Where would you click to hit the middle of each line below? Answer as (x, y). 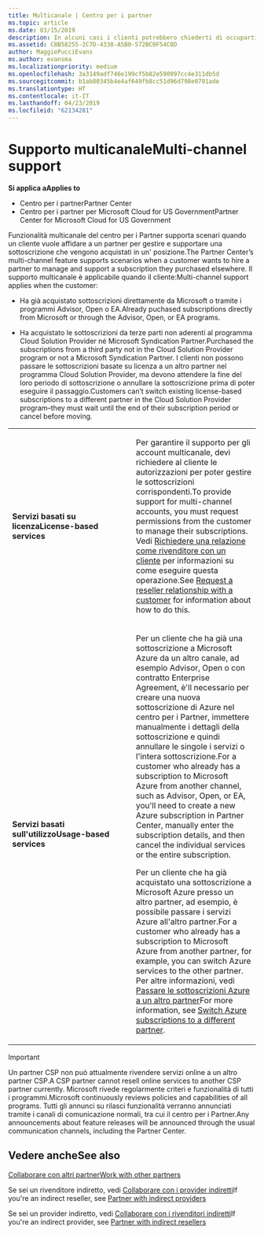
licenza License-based (55, 526)
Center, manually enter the (185, 825)
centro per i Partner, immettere (193, 717)
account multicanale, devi (183, 452)
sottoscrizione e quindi (178, 737)
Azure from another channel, (189, 785)
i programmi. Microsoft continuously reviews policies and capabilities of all (128, 1097)
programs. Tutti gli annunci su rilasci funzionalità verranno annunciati (120, 1106)
